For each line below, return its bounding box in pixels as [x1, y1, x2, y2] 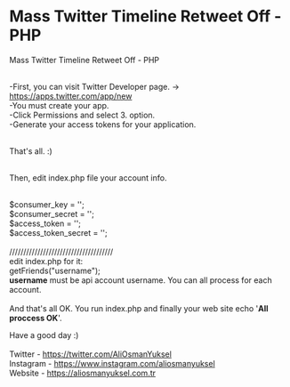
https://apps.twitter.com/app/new [9, 91, 133, 101]
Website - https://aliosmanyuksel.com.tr [9, 367, 157, 378]
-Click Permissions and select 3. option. [9, 109, 156, 120]
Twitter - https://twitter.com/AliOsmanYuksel [9, 349, 172, 359]
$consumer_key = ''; [9, 198, 85, 210]
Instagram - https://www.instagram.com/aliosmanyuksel [9, 358, 215, 368]
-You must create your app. [9, 100, 109, 110]
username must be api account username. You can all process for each [9, 274, 273, 286]
